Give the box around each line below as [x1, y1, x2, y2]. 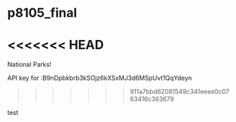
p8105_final [7, 5, 77, 21]
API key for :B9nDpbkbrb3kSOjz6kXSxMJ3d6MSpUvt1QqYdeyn [7, 74, 192, 82]
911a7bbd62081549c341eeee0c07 [130, 88, 230, 96]
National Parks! [7, 60, 51, 69]
